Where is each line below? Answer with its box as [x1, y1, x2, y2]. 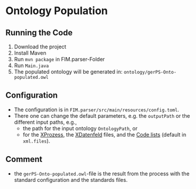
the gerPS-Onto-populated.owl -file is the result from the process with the [13, 170, 190, 177]
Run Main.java [13, 62, 49, 69]
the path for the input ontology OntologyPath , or [22, 125, 138, 132]
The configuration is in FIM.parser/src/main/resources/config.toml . [13, 106, 180, 113]
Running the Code [5, 28, 73, 38]
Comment [5, 154, 43, 164]
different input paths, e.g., [13, 118, 77, 125]
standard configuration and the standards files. [13, 176, 128, 183]
